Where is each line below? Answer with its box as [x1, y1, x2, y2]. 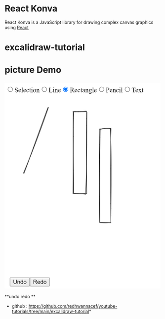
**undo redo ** [4, 293, 36, 299]
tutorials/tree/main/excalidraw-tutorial [11, 308, 89, 314]
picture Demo [4, 65, 62, 75]
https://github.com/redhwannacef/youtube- [28, 303, 118, 309]
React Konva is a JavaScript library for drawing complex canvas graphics [4, 19, 154, 25]
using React [4, 24, 29, 30]
